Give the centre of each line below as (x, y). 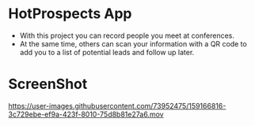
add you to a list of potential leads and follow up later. (107, 52)
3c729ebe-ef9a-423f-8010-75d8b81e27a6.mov (86, 114)
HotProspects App (70, 14)
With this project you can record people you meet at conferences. (127, 35)
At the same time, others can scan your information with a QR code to (133, 43)
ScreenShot (48, 84)
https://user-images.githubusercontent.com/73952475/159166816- (117, 106)
